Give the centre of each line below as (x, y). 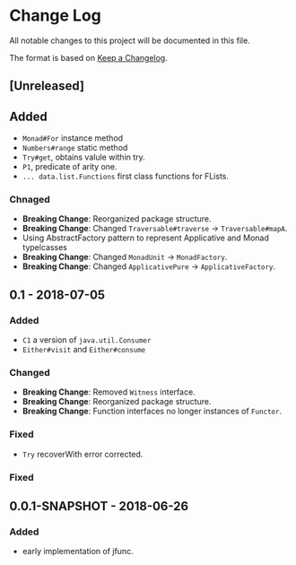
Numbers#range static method (75, 148)
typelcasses (44, 248)
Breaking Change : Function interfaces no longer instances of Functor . (152, 411)
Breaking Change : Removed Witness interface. (109, 392)
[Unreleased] (47, 86)
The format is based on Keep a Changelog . (88, 57)
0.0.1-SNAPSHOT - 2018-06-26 (99, 506)
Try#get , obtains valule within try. (83, 157)
